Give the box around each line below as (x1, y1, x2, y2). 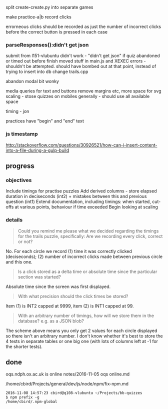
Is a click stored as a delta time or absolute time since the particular (17, 268, 157, 274)
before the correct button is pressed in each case (5, 29, 108, 34)
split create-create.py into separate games (5, 4, 93, 10)
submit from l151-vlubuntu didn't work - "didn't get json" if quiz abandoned (5, 52, 160, 59)
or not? (17, 238, 33, 244)
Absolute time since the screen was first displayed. (5, 283, 111, 289)
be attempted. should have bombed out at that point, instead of (26, 63, 156, 69)
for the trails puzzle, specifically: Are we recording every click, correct (17, 233, 163, 239)
